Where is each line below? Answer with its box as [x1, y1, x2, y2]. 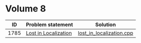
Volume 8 [5, 3, 46, 14]
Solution [95, 21, 116, 28]
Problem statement [26, 21, 73, 28]
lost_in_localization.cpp [78, 29, 133, 36]
